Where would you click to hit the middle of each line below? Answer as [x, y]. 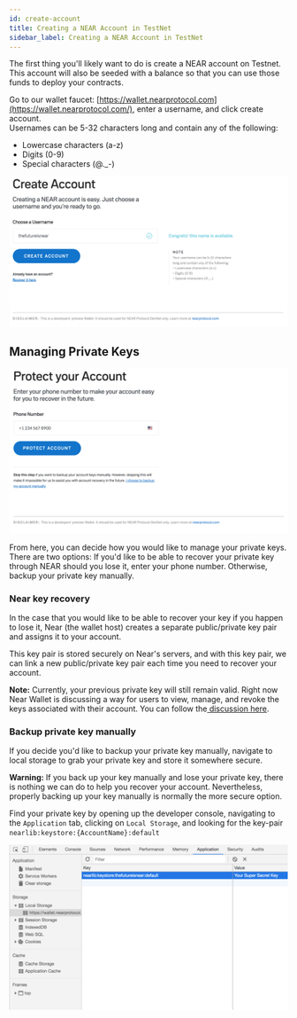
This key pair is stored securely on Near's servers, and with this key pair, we [148, 654]
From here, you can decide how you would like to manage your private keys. [148, 547]
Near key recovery [50, 599]
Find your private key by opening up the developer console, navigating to [142, 814]
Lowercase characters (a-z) [72, 145]
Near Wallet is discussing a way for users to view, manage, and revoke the [145, 699]
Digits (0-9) [43, 154]
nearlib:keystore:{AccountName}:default [85, 834]
